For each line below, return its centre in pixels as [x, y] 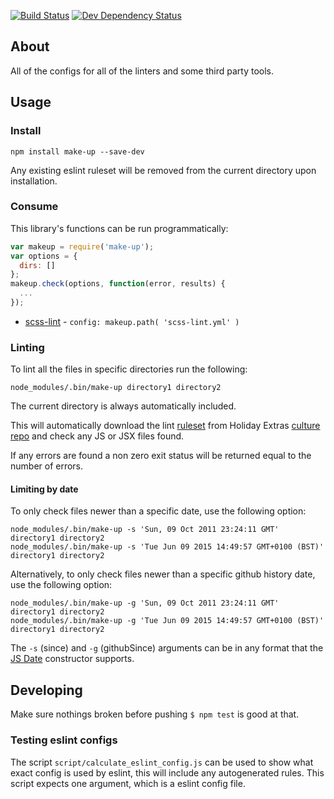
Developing [46, 690]
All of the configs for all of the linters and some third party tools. [142, 71]
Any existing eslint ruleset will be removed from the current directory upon [163, 170]
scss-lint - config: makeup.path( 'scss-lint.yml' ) [132, 321]
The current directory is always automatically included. [123, 406]
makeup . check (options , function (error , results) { [118, 284]
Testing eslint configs [64, 740]
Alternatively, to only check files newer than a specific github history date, [163, 574]
